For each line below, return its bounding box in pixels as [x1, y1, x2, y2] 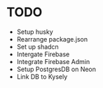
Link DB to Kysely [16, 72, 68, 81]
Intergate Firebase [16, 50, 70, 58]
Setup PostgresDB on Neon [16, 65, 96, 73]
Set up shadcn [16, 42, 59, 51]
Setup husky [16, 27, 53, 36]
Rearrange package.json [16, 34, 88, 43]
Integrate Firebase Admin [16, 57, 90, 65]
